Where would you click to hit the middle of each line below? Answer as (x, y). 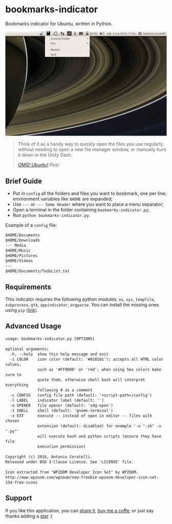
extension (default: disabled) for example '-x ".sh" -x (99, 426)
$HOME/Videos (19, 261)
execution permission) (62, 447)
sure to (14, 375)
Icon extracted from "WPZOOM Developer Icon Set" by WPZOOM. (72, 472)
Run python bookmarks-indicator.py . (51, 215)
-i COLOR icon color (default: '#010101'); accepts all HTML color (87, 359)
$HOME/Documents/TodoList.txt (38, 271)
